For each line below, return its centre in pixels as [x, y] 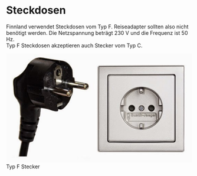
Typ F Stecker [23, 167]
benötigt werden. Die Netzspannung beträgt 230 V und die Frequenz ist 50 [97, 32]
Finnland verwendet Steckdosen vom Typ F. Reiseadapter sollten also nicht [97, 27]
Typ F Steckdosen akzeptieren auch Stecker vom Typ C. [74, 45]
